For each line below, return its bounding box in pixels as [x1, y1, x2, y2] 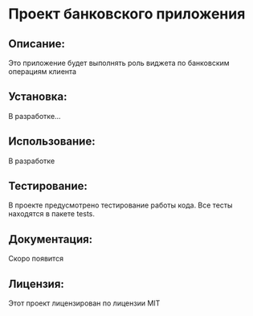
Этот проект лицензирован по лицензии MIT [8, 298, 161, 308]
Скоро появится [8, 254, 64, 264]
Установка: [8, 90, 67, 104]
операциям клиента [8, 67, 77, 76]
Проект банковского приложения [8, 5, 246, 23]
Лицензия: [8, 277, 64, 290]
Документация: [8, 232, 93, 246]
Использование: [8, 134, 96, 149]
